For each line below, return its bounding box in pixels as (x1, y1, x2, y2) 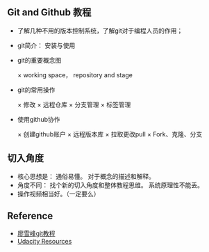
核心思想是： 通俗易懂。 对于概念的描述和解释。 (17, 172, 155, 180)
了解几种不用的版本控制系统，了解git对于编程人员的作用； (17, 26, 183, 35)
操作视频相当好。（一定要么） (17, 189, 100, 198)
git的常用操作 (17, 86, 56, 94)
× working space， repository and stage (17, 70, 133, 79)
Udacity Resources (17, 237, 72, 246)
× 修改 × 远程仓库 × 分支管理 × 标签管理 (17, 100, 131, 109)
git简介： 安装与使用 (17, 41, 76, 49)
